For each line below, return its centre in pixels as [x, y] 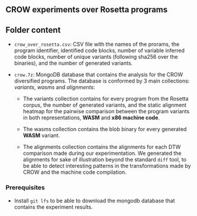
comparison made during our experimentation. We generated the [102, 153]
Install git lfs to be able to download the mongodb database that [94, 201]
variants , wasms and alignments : [54, 87]
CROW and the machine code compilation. [75, 172]
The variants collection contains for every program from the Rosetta [106, 99]
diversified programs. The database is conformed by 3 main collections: [102, 81]
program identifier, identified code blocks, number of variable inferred [99, 50]
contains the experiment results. [53, 207]
